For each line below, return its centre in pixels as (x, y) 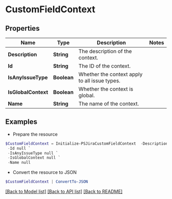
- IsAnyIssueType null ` (33, 153)
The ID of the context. (105, 66)
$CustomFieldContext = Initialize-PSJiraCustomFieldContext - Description (87, 143)
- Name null (19, 163)
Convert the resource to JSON (45, 172)
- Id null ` (19, 148)
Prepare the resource (35, 134)
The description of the (105, 51)
